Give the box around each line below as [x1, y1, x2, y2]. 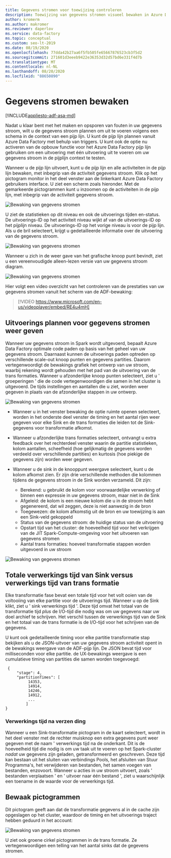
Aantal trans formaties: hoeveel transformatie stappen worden [20, 540, 151, 547]
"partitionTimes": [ [16, 675, 60, 680]
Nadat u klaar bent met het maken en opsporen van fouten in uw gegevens [5, 122, 162, 128]
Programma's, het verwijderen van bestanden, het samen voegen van [5, 762, 152, 768]
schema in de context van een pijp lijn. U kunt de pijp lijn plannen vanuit [5, 133, 156, 139]
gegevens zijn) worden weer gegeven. [12, 456, 93, 462]
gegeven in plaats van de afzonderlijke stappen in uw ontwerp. [5, 389, 137, 395]
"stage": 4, [16, 670, 42, 676]
